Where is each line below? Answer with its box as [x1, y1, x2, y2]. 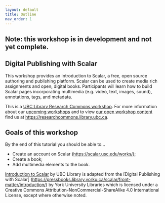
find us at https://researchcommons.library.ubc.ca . [5, 114, 109, 120]
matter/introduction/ [5, 182, 46, 188]
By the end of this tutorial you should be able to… [5, 141, 105, 147]
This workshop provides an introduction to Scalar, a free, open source [5, 72, 147, 78]
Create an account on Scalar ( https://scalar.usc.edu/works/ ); [12, 151, 136, 157]
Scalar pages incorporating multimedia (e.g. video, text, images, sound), [5, 88, 152, 94]
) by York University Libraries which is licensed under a [45, 182, 158, 188]
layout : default [5, 7, 39, 12]
